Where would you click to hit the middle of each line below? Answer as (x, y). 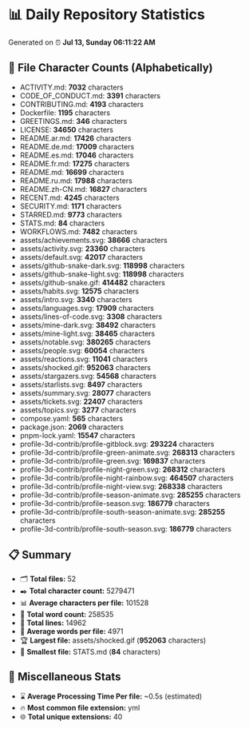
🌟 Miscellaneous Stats (65, 677)
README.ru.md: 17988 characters (76, 181)
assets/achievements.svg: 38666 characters (93, 240)
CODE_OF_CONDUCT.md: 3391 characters (90, 95)
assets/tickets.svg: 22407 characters (81, 401)
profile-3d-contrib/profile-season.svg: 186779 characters (115, 503)
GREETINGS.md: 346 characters (73, 121)
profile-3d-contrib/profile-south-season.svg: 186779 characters (125, 528)
